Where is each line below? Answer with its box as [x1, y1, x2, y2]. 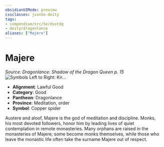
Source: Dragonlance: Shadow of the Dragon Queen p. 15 [5, 69, 124, 75]
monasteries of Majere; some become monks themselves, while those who [5, 131, 159, 137]
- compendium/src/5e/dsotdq [5, 21, 64, 27]
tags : [5, 17, 16, 22]
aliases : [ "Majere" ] [5, 31, 48, 36]
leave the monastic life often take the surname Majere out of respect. [5, 136, 147, 142]
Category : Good [12, 89, 46, 95]
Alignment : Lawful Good [12, 84, 64, 90]
